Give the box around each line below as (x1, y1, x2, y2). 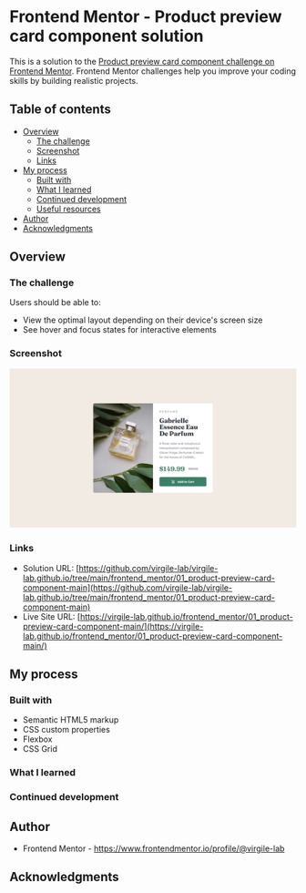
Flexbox (22, 734, 53, 744)
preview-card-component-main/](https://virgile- (22, 621, 204, 631)
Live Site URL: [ (22, 611, 81, 621)
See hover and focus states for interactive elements (22, 324, 217, 335)
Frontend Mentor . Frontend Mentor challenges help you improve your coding (9, 66, 297, 77)
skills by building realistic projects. (9, 75, 138, 86)
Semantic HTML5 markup (22, 714, 119, 725)
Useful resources (36, 203, 102, 214)
